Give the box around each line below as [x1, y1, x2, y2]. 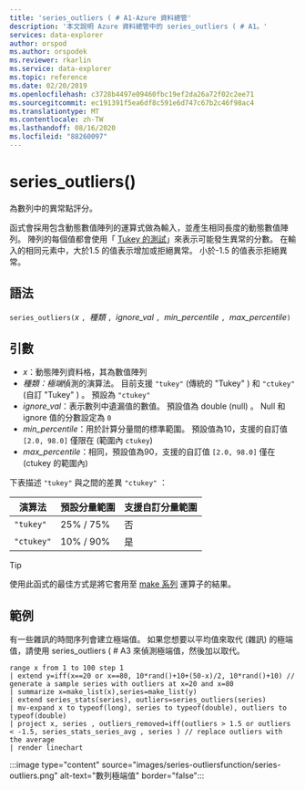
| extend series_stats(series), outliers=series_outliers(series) [9, 695, 267, 705]
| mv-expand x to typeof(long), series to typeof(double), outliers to [9, 703, 287, 712]
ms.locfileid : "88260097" [9, 132, 107, 141]
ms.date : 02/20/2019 [9, 81, 88, 90]
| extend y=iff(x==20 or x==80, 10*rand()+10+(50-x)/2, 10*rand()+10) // [9, 671, 296, 681]
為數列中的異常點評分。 [9, 203, 97, 213]
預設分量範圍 [60, 501, 116, 514]
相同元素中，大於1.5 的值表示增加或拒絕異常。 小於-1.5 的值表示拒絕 [25, 244, 280, 255]
